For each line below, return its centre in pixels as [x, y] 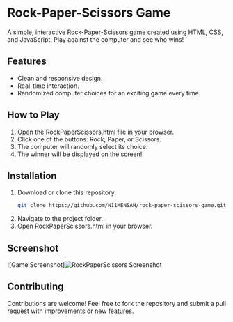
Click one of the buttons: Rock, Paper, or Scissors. [89, 139]
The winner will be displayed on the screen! [80, 154]
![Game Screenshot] [36, 265]
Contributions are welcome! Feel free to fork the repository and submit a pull [117, 303]
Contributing [35, 287]
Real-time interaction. [48, 86]
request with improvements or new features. [71, 311]
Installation [32, 176]
